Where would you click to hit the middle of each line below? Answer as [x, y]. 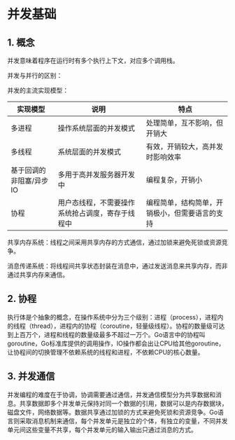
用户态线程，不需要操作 [96, 202]
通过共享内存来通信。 [38, 275]
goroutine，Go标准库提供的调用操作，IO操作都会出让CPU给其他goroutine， [116, 343]
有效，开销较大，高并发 [185, 146]
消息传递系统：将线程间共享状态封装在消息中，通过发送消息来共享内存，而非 [117, 266]
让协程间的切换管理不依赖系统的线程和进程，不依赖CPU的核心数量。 [106, 352]
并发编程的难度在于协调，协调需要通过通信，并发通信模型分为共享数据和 [111, 394]
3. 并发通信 [31, 377]
